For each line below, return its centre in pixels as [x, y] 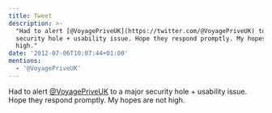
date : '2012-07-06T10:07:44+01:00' [68, 53]
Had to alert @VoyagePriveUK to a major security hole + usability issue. [128, 91]
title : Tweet [30, 16]
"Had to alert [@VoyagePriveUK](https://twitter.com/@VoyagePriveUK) [135, 31]
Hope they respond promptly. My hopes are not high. [97, 100]
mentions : [25, 61]
